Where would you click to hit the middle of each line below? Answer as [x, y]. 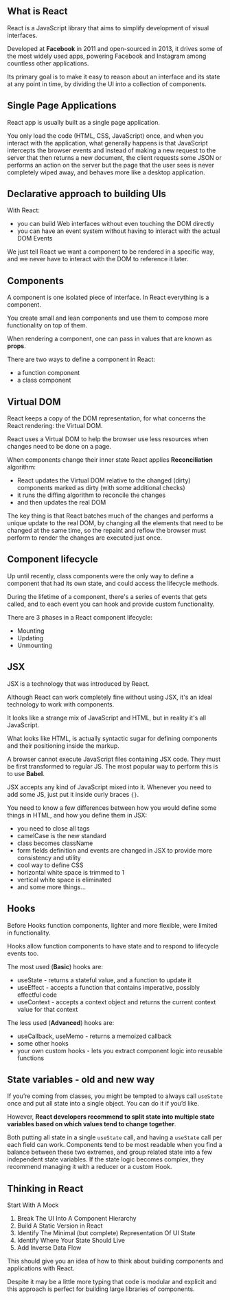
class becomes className [55, 843]
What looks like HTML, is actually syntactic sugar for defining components [112, 738]
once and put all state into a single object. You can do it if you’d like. [103, 1104]
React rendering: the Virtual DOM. [55, 426]
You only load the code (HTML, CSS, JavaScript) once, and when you [105, 135]
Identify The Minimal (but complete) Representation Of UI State [106, 1233]
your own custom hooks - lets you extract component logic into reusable [120, 1050]
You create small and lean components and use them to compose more [108, 318]
